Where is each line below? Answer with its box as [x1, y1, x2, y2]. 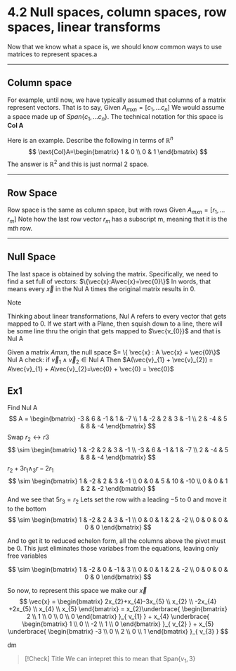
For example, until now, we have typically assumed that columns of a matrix [7, 96, 226, 104]
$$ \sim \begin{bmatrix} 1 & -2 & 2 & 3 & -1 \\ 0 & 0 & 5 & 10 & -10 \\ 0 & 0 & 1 [8, 477, 228, 485]
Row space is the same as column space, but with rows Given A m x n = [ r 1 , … [7, 205, 225, 216]
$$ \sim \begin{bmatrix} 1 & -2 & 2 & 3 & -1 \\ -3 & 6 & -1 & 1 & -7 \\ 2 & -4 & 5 [7, 446, 229, 454]
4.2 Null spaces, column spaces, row [7, 4, 227, 20]
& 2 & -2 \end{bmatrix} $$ [80, 485, 156, 493]
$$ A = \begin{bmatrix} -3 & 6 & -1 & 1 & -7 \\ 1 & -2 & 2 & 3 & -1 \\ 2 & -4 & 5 [8, 414, 228, 423]
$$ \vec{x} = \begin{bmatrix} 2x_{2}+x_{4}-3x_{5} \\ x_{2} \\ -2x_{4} [19, 597, 217, 606]
